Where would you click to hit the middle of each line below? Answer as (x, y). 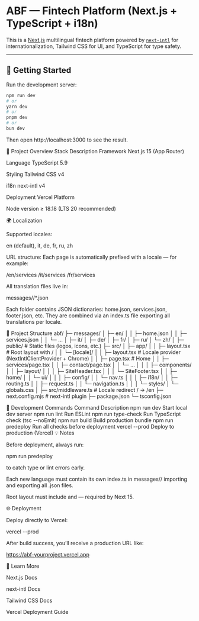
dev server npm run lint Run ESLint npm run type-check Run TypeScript (94, 414)
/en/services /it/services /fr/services (51, 275)
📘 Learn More (23, 566)
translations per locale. (34, 321)
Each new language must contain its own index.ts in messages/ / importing (97, 479)
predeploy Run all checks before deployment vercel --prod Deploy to (90, 426)
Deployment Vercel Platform (41, 197)
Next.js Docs (22, 577)
